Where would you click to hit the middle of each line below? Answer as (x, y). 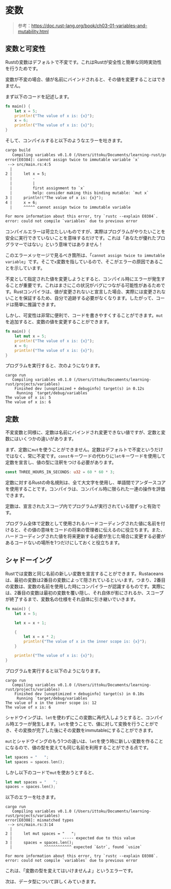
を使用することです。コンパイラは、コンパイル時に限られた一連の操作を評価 (85, 489)
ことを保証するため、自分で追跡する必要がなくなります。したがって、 (83, 298)
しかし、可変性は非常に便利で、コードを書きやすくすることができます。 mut (84, 316)
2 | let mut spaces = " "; (41, 834)
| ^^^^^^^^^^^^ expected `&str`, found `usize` (76, 847)
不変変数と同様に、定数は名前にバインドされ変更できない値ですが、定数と (83, 432)
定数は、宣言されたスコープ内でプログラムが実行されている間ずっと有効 (81, 506)
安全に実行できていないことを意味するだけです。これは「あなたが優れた (81, 238)
